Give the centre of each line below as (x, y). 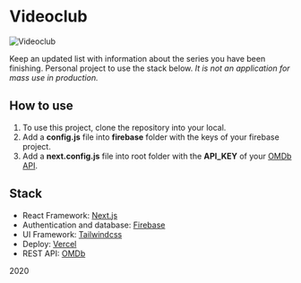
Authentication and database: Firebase (94, 225)
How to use (41, 106)
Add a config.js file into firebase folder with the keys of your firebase (150, 137)
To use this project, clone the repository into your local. (124, 127)
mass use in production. (54, 77)
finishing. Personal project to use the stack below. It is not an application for (150, 68)
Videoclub (48, 17)
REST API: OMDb (54, 253)
